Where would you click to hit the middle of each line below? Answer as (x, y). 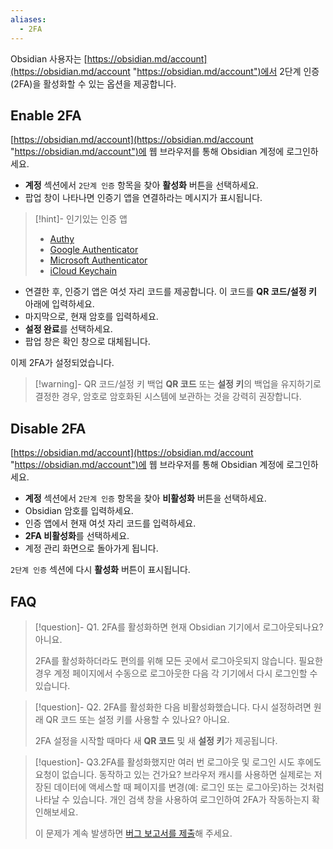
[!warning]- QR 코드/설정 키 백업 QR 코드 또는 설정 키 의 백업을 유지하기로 (178, 384)
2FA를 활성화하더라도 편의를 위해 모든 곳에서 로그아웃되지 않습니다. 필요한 (178, 660)
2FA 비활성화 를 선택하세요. (77, 536)
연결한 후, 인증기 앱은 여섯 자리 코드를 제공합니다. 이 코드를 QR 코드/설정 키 (170, 292)
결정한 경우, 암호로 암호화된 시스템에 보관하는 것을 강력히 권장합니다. (168, 397)
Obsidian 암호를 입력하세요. (79, 511)
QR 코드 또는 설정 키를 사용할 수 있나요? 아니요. (137, 719)
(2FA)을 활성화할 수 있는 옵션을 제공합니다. (93, 83)
